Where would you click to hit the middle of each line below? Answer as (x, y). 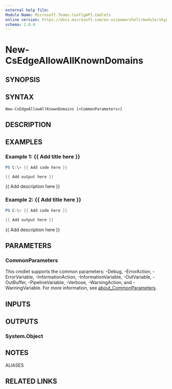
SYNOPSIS (23, 79)
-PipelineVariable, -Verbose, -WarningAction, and (80, 283)
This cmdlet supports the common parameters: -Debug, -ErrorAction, (79, 272)
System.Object (24, 336)
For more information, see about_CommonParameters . (100, 288)
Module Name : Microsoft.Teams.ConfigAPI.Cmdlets (58, 15)
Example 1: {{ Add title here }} (43, 157)
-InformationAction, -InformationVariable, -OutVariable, (94, 277)
